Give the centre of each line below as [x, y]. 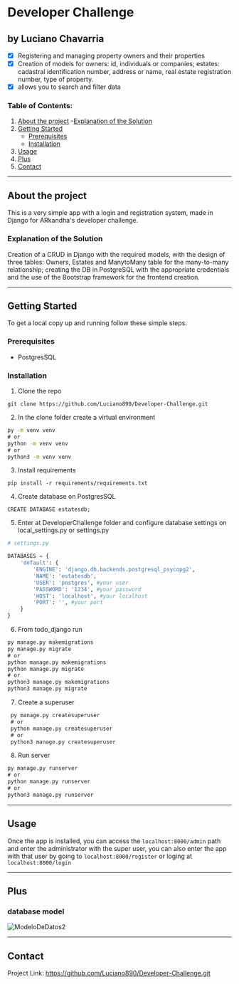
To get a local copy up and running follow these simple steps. [97, 323]
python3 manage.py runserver [51, 795]
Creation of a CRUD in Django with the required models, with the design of [116, 254]
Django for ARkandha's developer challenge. [73, 221]
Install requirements [47, 470]
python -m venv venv [38, 443]
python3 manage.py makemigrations [59, 682]
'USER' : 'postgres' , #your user [81, 583]
